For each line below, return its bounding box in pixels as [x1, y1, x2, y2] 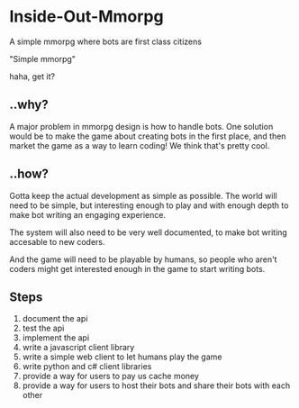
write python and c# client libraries [22, 361, 152, 372]
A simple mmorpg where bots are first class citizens [9, 36, 203, 47]
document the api [22, 313, 88, 324]
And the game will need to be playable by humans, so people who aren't [9, 254, 277, 265]
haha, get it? [9, 70, 56, 82]
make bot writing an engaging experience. [9, 209, 167, 220]
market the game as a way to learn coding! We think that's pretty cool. [9, 140, 270, 150]
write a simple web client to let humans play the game [22, 351, 222, 362]
